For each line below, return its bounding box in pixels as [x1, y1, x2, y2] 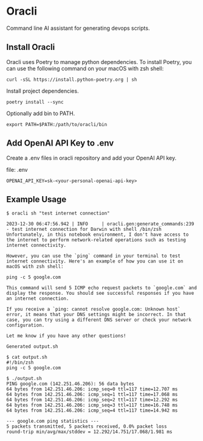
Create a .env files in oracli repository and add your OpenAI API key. [6, 154, 177, 161]
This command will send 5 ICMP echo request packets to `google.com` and [6, 285, 198, 291]
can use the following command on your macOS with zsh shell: [6, 65, 164, 72]
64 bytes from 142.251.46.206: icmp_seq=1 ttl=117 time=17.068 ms [6, 392, 178, 398]
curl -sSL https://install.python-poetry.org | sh [6, 76, 137, 83]
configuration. [6, 322, 45, 328]
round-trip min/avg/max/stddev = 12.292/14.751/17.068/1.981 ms [6, 429, 173, 435]
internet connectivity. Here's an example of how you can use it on [6, 258, 184, 264]
